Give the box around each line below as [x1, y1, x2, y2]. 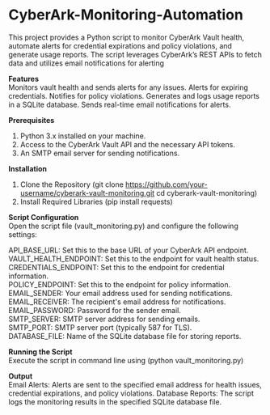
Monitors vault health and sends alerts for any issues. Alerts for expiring [8, 83, 249, 92]
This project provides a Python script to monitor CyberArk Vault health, [8, 32, 245, 42]
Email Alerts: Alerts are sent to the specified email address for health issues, [8, 379, 263, 389]
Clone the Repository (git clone [19, 180, 124, 189]
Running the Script [8, 346, 73, 357]
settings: [8, 229, 38, 239]
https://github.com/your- [124, 180, 208, 189]
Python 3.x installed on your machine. [19, 131, 146, 141]
